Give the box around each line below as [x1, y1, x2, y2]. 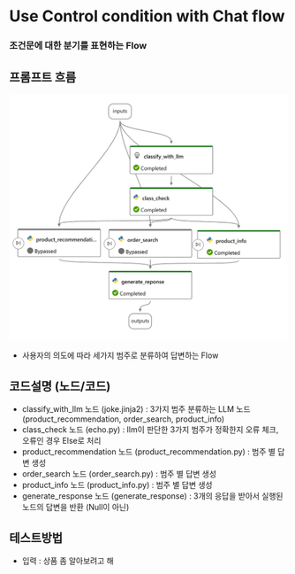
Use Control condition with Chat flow [9, 6, 285, 27]
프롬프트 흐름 [9, 69, 77, 85]
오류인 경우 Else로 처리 [21, 436, 102, 446]
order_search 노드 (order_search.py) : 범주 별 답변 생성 [21, 469, 217, 479]
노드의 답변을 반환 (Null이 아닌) [21, 502, 130, 513]
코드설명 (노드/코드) [9, 378, 111, 393]
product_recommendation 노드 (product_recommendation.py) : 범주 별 [21, 446, 276, 457]
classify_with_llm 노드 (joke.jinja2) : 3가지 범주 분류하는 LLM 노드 [21, 404, 251, 415]
